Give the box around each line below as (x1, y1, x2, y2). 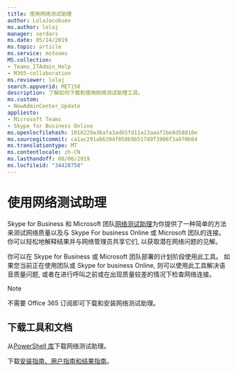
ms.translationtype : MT (7, 142, 78, 150)
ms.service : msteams (7, 50, 69, 57)
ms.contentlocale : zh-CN (7, 149, 81, 156)
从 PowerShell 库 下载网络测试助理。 (7, 342, 110, 350)
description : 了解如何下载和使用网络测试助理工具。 (7, 89, 144, 96)
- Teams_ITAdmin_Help (7, 63, 71, 70)
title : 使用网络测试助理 (7, 10, 72, 18)
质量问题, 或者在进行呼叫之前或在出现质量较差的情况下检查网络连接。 (13, 270, 216, 278)
